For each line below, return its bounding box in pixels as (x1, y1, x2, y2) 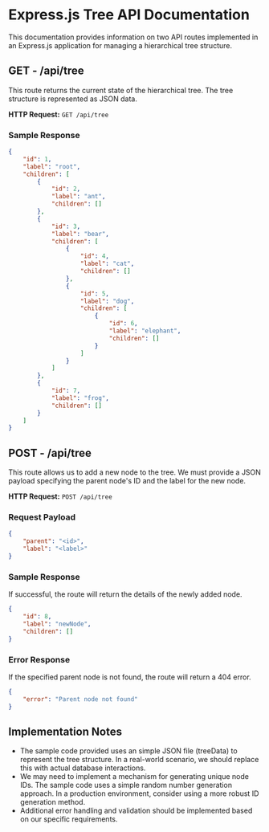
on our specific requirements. (19, 814, 118, 824)
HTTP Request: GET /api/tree (8, 109, 109, 119)
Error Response (8, 654, 71, 665)
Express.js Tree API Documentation (8, 6, 251, 24)
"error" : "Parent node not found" (22, 695, 138, 704)
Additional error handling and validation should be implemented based (19, 805, 253, 816)
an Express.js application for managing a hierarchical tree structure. (8, 40, 233, 50)
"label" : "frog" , (51, 394, 110, 402)
